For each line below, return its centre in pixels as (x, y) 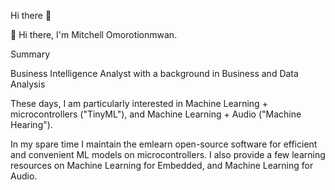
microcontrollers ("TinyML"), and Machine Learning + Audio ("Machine (156, 114)
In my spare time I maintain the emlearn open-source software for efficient (164, 144)
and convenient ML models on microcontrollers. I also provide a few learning (168, 154)
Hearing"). (31, 124)
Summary (30, 54)
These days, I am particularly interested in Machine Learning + (139, 103)
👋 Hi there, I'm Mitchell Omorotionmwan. (94, 34)
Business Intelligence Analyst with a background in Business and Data (154, 73)
